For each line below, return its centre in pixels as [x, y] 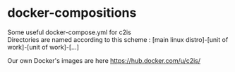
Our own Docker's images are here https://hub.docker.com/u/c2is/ [104, 60]
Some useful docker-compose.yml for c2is [70, 32]
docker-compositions [72, 13]
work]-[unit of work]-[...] [43, 47]
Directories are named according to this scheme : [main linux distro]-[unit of [118, 39]
